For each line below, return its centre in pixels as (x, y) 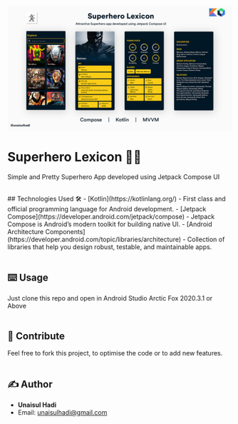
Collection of (206, 239)
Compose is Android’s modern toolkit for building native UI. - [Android (110, 224)
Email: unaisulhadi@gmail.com (62, 412)
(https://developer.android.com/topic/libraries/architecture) (94, 239)
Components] (65, 231)
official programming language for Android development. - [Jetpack (107, 208)
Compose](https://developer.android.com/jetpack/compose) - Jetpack (111, 216)
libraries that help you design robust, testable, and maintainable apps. (110, 247)
